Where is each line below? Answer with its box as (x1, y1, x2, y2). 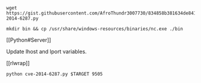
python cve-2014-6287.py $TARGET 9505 (6, 71, 103, 77)
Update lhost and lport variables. (6, 48, 87, 55)
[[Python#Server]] (6, 36, 51, 44)
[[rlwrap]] (6, 60, 30, 66)
